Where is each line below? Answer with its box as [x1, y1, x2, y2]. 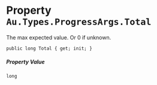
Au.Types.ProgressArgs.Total [6, 16, 152, 28]
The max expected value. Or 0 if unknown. [6, 34, 111, 41]
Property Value [6, 58, 45, 65]
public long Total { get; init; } [6, 45, 93, 51]
